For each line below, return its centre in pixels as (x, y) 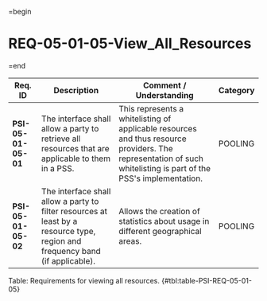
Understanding (164, 95)
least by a (59, 221)
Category (236, 90)
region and (61, 240)
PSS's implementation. (161, 178)
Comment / (164, 85)
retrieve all (61, 139)
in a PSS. (58, 168)
